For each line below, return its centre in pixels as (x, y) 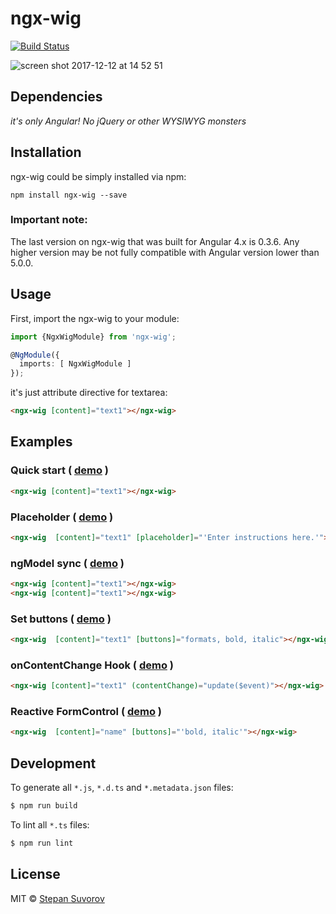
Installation (46, 152)
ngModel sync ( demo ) (67, 563)
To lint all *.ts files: (50, 825)
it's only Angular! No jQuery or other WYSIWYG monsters (128, 121)
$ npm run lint (42, 843)
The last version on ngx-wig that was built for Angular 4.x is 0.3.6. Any (155, 241)
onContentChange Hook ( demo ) (92, 665)
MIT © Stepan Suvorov (57, 898)
